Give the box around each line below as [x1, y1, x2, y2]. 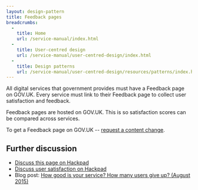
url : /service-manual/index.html [16, 36, 99, 42]
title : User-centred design [16, 47, 85, 53]
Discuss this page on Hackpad [14, 159, 90, 166]
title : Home [16, 31, 46, 36]
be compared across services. [6, 115, 80, 122]
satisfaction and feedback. [6, 98, 71, 105]
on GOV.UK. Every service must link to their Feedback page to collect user [6, 91, 187, 98]
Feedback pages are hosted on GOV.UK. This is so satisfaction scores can [6, 109, 187, 116]
